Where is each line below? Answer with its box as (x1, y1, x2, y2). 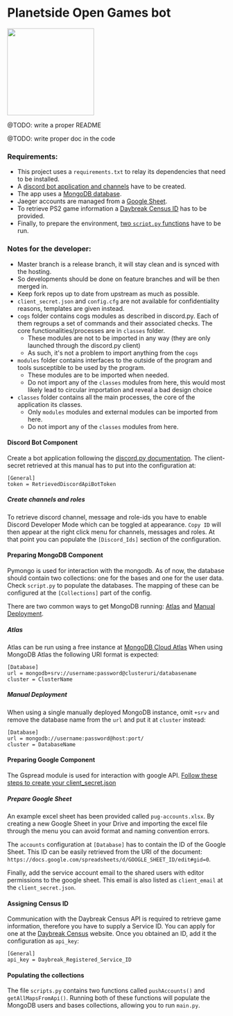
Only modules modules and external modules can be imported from (27, 408, 218, 416)
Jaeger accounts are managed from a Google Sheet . (17, 197, 168, 206)
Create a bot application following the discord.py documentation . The (7, 453, 206, 462)
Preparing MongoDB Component (7, 551, 103, 559)
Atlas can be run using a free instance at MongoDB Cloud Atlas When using (7, 643, 223, 651)
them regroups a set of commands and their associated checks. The (17, 318, 213, 328)
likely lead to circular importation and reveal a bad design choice (27, 385, 213, 394)
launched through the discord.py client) (27, 341, 141, 349)
